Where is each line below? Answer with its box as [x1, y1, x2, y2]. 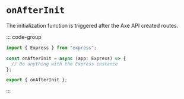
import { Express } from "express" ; [6, 45, 97, 51]
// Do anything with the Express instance [11, 61, 118, 67]
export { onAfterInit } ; [6, 77, 68, 83]
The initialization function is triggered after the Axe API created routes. [6, 22, 179, 29]
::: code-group [6, 33, 42, 40]
